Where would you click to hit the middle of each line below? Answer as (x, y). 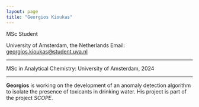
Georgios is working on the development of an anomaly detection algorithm (99, 85)
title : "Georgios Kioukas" (39, 17)
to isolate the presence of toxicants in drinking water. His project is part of (96, 91)
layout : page (22, 11)
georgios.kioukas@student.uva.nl (47, 51)
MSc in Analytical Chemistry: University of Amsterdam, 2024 (80, 68)
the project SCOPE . (30, 98)
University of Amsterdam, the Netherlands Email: (66, 45)
